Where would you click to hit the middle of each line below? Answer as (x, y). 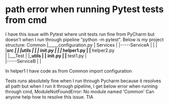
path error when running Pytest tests (85, 9)
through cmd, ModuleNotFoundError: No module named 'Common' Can (80, 91)
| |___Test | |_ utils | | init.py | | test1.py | (46, 56)
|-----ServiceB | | (23, 61)
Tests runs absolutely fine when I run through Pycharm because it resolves (83, 81)
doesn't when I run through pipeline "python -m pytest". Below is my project (85, 40)
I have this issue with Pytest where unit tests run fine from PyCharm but (80, 34)
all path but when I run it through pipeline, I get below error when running (81, 86)
